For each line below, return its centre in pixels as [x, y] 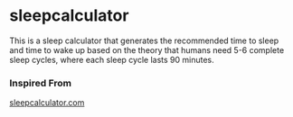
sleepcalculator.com [47, 103]
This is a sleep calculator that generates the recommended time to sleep [144, 40]
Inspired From [41, 83]
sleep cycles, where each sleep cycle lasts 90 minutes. [112, 59]
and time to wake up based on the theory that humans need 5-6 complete [147, 49]
